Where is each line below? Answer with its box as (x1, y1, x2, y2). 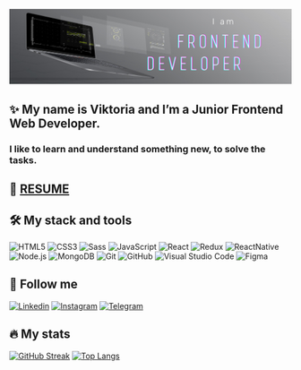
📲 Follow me (9, 277, 78, 292)
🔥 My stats (9, 327, 71, 342)
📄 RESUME (9, 182, 70, 197)
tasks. (9, 153, 38, 166)
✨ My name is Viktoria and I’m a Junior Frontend (9, 101, 284, 116)
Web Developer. (9, 116, 101, 131)
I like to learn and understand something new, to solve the (9, 142, 266, 155)
